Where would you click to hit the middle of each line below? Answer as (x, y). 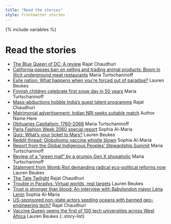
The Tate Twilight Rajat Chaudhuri (48, 178)
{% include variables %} (31, 29)
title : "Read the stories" (34, 10)
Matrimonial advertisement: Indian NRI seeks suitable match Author (84, 113)
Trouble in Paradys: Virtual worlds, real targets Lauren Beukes (78, 184)
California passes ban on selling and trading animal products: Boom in (87, 70)
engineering (25, 206)
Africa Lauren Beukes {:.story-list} (49, 216)
